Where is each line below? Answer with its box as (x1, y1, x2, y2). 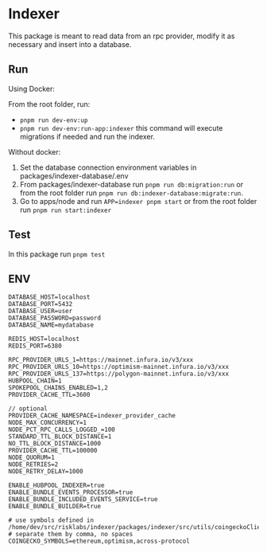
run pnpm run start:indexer (19, 205, 112, 214)
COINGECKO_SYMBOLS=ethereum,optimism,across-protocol (8, 537, 191, 546)
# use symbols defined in (8, 516, 94, 524)
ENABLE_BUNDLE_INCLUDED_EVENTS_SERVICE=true (8, 496, 158, 504)
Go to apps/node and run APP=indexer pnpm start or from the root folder (19, 196, 257, 206)
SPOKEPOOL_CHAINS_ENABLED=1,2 (8, 384, 109, 392)
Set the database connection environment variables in (19, 163, 197, 172)
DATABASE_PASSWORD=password (8, 314, 102, 323)
